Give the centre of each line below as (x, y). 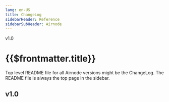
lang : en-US (18, 10)
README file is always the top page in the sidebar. (58, 78)
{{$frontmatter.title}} (51, 59)
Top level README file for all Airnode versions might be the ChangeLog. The (84, 73)
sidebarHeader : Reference (32, 19)
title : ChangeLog (23, 15)
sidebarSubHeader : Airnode (34, 24)
